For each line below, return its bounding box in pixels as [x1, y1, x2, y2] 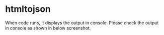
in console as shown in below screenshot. [5, 25, 91, 31]
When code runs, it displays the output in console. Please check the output [5, 20, 159, 26]
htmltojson [5, 3, 51, 15]
